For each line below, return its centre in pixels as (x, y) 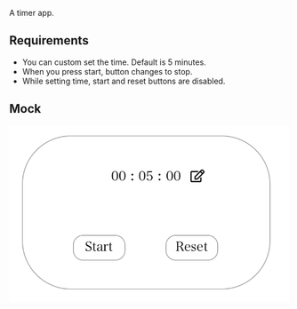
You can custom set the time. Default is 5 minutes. (114, 62)
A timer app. (32, 13)
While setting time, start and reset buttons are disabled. (124, 81)
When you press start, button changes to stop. (107, 71)
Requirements (49, 40)
